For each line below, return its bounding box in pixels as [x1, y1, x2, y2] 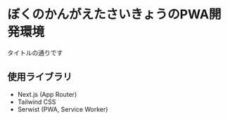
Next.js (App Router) [17, 90, 77, 98]
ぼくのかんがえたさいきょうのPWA [7, 6, 210, 22]
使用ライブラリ [7, 71, 72, 83]
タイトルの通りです [7, 48, 63, 57]
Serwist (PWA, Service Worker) [17, 105, 108, 113]
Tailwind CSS [17, 98, 56, 106]
